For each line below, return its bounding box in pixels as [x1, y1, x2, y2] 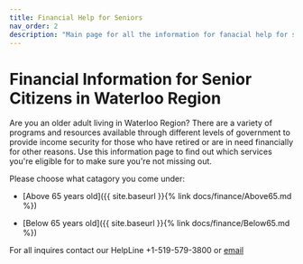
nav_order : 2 [9, 22, 59, 31]
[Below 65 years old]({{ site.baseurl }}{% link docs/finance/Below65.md [22, 218, 290, 229]
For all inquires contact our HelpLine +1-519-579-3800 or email [9, 245, 244, 256]
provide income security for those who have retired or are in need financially [9, 137, 294, 148]
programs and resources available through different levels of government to [9, 127, 291, 138]
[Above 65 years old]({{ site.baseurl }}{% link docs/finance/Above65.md [22, 191, 292, 202]
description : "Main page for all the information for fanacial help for [9, 30, 289, 39]
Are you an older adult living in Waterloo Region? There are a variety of [9, 118, 273, 129]
